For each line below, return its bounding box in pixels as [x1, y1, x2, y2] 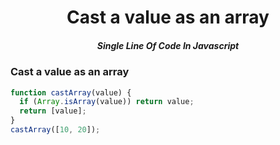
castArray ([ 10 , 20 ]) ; [10, 125, 101, 135]
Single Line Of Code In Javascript [96, 39, 240, 51]
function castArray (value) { [10, 87, 132, 98]
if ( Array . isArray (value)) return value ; [19, 97, 195, 107]
